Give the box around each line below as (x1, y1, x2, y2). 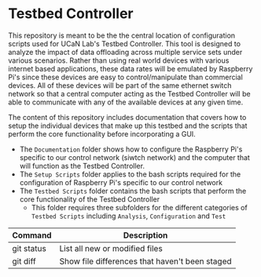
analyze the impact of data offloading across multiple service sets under (8, 47, 243, 56)
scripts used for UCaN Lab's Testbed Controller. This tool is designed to (8, 38, 241, 48)
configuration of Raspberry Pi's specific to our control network (19, 177, 222, 187)
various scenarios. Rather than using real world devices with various (8, 56, 230, 65)
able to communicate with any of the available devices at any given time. (8, 97, 244, 107)
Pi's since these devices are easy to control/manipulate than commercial (8, 72, 244, 82)
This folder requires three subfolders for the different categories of (31, 202, 248, 212)
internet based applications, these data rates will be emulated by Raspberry (8, 64, 253, 73)
